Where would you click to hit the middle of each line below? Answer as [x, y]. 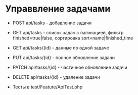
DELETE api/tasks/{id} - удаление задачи [56, 77]
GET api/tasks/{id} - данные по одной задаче [61, 47]
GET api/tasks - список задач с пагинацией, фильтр [68, 32]
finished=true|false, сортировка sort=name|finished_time [73, 38]
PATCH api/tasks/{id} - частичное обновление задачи [70, 67]
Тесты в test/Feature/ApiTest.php [48, 87]
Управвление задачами [58, 9]
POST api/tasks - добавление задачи [52, 23]
